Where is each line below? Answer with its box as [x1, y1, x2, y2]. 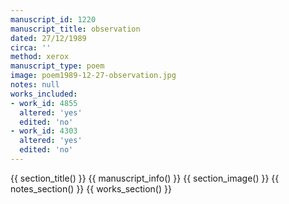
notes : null [10, 80, 60, 90]
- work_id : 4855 [10, 98, 78, 108]
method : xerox [10, 52, 70, 62]
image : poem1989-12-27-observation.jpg [10, 71, 177, 81]
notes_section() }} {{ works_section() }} [10, 182, 172, 195]
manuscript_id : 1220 [10, 14, 97, 25]
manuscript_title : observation [10, 24, 141, 34]
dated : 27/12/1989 [10, 33, 87, 43]
